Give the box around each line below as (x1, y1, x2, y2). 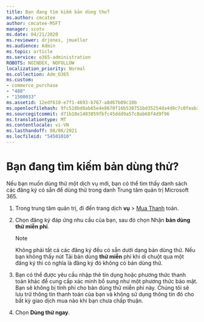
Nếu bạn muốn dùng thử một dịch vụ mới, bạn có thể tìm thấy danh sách (6, 180, 188, 187)
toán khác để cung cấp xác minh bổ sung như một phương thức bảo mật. (15, 278, 198, 285)
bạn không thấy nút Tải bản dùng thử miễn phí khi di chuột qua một (15, 253, 184, 260)
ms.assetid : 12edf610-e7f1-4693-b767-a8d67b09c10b (6, 99, 137, 105)
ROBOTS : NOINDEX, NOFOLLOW (6, 60, 75, 66)
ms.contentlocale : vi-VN (6, 122, 69, 128)
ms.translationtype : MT (6, 116, 67, 122)
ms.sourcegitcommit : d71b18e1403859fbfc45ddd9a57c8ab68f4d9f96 (6, 111, 170, 117)
